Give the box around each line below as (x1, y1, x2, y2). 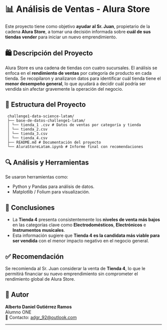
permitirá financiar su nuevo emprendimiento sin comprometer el (5, 271, 138, 277)
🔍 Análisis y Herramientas (5, 158, 89, 166)
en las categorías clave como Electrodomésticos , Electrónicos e (12, 222, 147, 228)
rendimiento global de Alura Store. (5, 276, 76, 282)
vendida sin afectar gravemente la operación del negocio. (5, 86, 123, 92)
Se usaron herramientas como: (5, 174, 69, 180)
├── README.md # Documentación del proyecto (7, 140, 101, 145)
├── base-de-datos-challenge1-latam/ (7, 118, 85, 123)
